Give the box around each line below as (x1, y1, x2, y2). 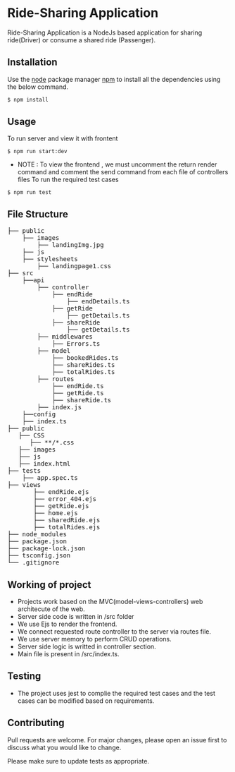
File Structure (7, 208, 68, 220)
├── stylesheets (22, 255, 79, 263)
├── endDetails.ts (66, 298, 130, 306)
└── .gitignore (7, 559, 60, 567)
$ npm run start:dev (7, 148, 68, 155)
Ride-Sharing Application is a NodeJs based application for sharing (7, 28, 203, 37)
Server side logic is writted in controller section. (17, 642, 156, 651)
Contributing (7, 717, 65, 729)
